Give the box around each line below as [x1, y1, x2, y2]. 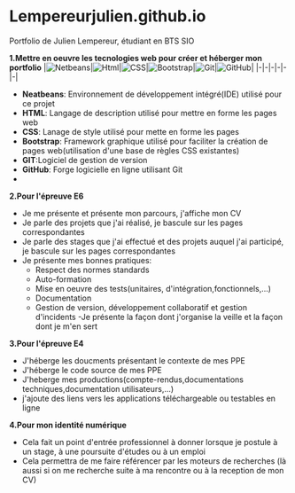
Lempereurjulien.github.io [9, 6, 206, 27]
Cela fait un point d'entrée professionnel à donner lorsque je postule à [21, 436, 278, 447]
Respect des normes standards [35, 264, 150, 275]
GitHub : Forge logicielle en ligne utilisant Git [21, 164, 183, 175]
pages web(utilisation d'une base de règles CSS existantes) [21, 145, 240, 156]
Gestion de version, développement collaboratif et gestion [35, 301, 248, 312]
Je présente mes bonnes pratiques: [21, 254, 152, 265]
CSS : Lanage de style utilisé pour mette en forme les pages [21, 126, 239, 137]
